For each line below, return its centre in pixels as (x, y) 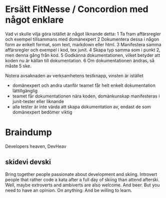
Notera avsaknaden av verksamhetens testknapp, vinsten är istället (74, 75)
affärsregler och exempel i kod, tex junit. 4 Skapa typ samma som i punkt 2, (83, 50)
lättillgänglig (25, 90)
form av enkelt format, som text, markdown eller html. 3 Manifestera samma (83, 44)
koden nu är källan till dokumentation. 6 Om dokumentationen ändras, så (80, 60)
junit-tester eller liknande (38, 101)
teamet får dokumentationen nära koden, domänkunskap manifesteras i (86, 96)
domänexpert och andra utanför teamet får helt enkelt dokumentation (84, 85)
